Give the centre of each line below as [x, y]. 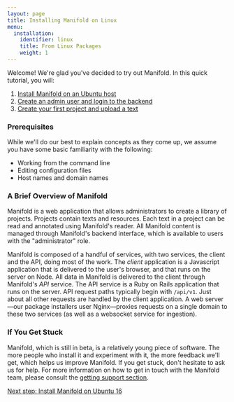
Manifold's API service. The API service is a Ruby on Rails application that [113, 284]
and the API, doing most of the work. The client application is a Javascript [114, 262]
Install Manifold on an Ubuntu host [67, 93]
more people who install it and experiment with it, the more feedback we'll [114, 355]
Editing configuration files [54, 171]
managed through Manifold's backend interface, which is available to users [115, 234]
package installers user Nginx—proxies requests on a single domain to [126, 307]
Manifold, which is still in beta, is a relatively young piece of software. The [114, 347]
